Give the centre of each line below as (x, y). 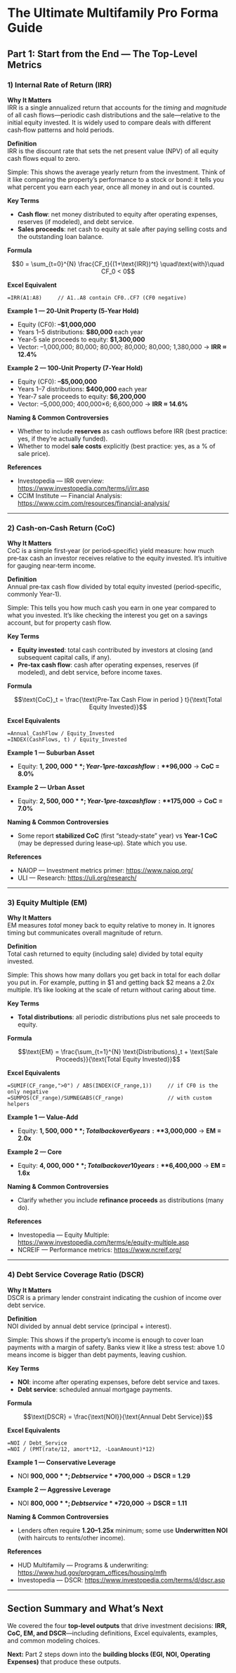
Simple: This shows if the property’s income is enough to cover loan (105, 1339)
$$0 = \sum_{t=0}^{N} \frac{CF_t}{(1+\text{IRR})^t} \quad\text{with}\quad (118, 263)
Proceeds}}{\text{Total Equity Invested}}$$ (118, 1060)
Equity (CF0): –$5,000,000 (57, 382)
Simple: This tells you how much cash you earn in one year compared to (112, 608)
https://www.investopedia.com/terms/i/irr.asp (83, 488)
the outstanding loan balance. (60, 236)
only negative (28, 1092)
